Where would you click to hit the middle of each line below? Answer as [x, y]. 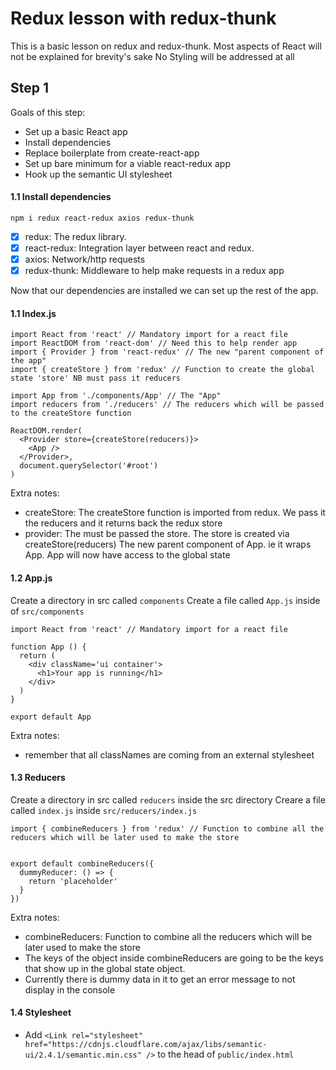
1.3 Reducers [38, 778]
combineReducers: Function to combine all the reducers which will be [168, 936]
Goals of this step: [48, 112]
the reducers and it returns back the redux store [123, 523]
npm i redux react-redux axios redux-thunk [102, 218]
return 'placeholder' [73, 881]
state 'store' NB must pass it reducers [96, 378]
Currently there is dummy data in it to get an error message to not [160, 979]
